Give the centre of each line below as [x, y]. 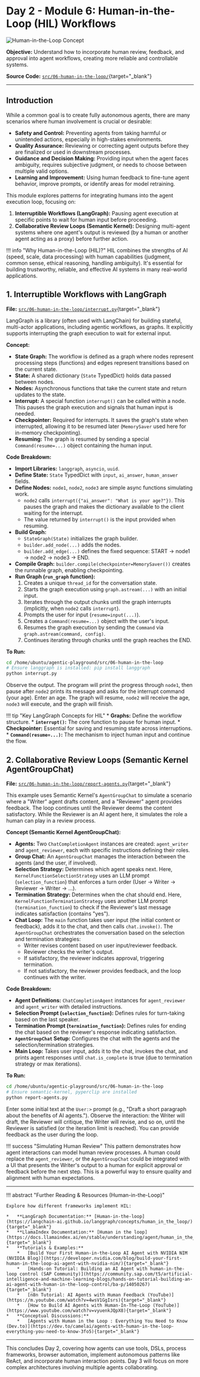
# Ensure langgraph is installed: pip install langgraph [78, 668]
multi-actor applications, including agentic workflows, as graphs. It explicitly [100, 326]
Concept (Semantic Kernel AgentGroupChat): [63, 832]
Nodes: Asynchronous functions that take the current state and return [101, 388]
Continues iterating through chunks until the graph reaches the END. [107, 640]
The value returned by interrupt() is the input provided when [99, 519]
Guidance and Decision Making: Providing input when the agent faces [101, 158]
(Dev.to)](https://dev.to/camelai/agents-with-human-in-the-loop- [90, 1326]
